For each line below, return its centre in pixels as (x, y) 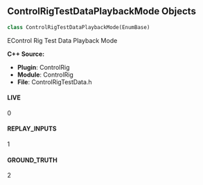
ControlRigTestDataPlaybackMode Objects (101, 11)
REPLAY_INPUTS (32, 129)
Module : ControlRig (45, 75)
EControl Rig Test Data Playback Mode (62, 40)
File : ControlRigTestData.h (54, 81)
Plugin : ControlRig (43, 67)
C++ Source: (26, 54)
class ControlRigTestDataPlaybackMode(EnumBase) (79, 27)
